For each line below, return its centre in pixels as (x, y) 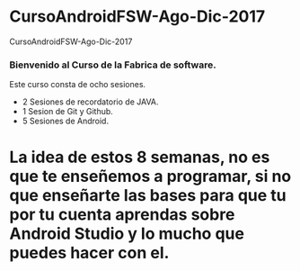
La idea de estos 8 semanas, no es (140, 157)
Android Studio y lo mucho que (127, 234)
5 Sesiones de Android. (66, 121)
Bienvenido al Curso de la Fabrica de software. (113, 65)
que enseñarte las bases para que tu (148, 196)
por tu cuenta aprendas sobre (122, 215)
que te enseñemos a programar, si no (150, 176)
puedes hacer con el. (89, 253)
